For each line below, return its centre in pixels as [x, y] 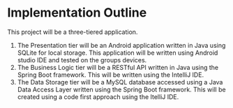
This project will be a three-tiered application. [73, 32]
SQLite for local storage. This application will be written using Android [118, 53]
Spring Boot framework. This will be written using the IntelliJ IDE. [111, 75]
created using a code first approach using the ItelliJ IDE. [98, 97]
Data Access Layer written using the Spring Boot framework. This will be [121, 89]
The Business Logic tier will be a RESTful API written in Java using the [118, 67]
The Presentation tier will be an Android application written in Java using [121, 45]
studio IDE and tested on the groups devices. [82, 60]
